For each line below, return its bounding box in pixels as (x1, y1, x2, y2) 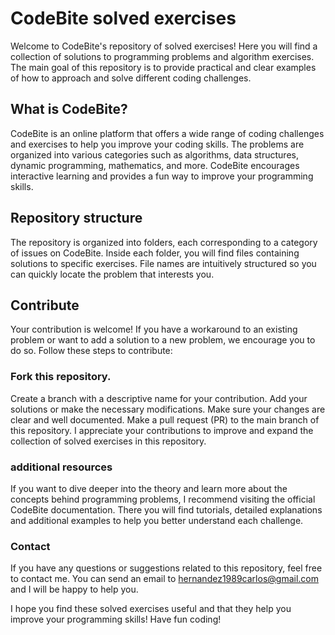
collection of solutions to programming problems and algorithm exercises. (10, 50, 315, 62)
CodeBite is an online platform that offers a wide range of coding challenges (10, 127, 325, 139)
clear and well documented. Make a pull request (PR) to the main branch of (10, 413, 320, 426)
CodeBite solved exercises (10, 7, 237, 30)
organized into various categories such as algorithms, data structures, (10, 148, 299, 161)
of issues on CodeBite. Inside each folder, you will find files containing (10, 247, 300, 259)
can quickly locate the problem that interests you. (10, 268, 215, 280)
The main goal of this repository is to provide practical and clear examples (10, 61, 317, 73)
